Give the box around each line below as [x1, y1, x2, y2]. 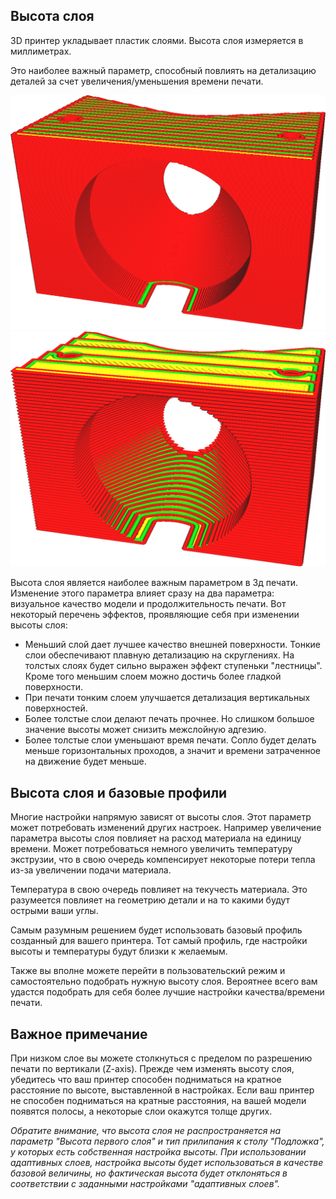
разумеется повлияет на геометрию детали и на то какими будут [10, 894, 291, 906]
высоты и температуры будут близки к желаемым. [10, 945, 228, 958]
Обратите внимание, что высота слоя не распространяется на [10, 1125, 282, 1136]
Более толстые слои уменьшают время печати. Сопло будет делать [24, 734, 317, 746]
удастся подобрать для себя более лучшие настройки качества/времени [10, 986, 325, 998]
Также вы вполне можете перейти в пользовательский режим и [10, 965, 286, 977]
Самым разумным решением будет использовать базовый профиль [10, 924, 303, 936]
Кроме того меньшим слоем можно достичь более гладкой [24, 670, 282, 683]
